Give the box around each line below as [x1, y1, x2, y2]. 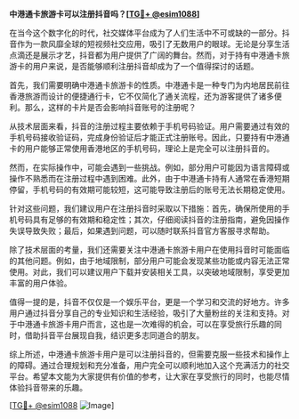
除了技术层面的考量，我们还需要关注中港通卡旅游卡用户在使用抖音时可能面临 [9, 245, 290, 254]
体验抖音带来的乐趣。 [9, 383, 87, 392]
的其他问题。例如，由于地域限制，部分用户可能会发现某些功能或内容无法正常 [9, 255, 290, 266]
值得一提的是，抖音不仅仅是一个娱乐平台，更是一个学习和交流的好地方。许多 [9, 297, 290, 307]
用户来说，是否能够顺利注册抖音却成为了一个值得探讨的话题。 [32, 61, 259, 71]
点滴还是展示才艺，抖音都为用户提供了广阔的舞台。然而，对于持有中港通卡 [9, 50, 282, 60]
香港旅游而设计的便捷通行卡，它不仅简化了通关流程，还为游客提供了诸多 [9, 91, 274, 101]
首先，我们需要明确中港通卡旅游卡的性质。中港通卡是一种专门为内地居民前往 [9, 80, 290, 90]
